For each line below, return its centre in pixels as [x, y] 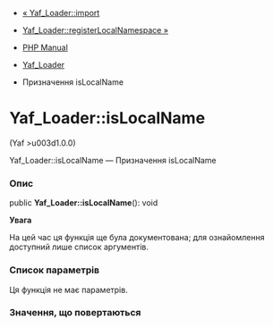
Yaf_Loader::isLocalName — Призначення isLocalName [113, 160]
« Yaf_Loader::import [61, 13]
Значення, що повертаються [75, 313]
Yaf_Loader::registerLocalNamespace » [95, 30]
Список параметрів [55, 270]
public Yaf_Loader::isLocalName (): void [84, 203]
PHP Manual [45, 47]
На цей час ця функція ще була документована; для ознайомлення [137, 238]
